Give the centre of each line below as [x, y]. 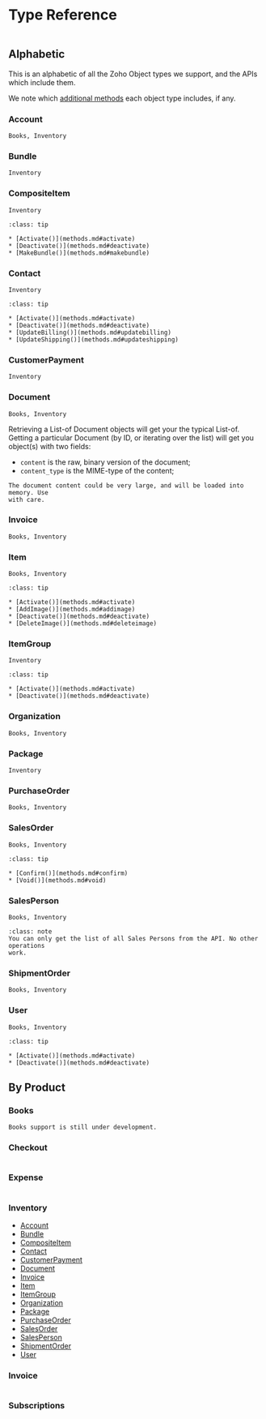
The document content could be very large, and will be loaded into [126, 485]
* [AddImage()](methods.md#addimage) [72, 610]
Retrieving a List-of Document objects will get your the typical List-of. [124, 429]
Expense [26, 1177]
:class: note [30, 931]
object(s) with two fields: [50, 446]
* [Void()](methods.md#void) [57, 880]
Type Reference [63, 15]
